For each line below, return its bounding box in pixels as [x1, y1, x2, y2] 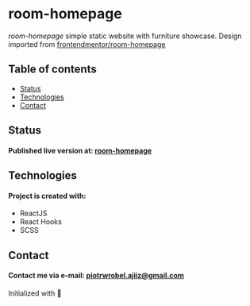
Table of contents [8, 63, 97, 76]
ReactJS [19, 208, 48, 219]
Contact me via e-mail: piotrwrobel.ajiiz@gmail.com [8, 271, 185, 281]
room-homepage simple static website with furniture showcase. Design [8, 31, 242, 41]
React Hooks [19, 217, 62, 227]
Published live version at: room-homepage [8, 145, 152, 155]
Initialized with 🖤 [8, 288, 62, 298]
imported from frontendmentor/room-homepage [8, 39, 166, 48]
